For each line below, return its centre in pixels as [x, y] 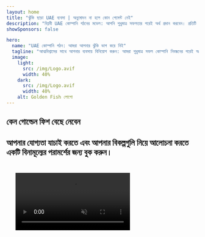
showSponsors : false [33, 29]
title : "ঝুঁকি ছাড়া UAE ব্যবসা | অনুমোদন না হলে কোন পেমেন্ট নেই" [70, 18]
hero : [13, 40]
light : [26, 63]
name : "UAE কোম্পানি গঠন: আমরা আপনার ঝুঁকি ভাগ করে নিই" [69, 46]
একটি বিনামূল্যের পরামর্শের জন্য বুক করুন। [59, 152]
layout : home [23, 12]
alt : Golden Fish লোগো [45, 97]
